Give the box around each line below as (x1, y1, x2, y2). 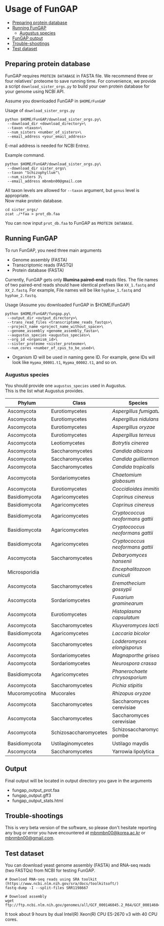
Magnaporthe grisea (112, 652, 160, 659)
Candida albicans (112, 447, 153, 454)
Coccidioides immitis (112, 485, 160, 492)
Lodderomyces (112, 638, 147, 644)
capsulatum (112, 614, 140, 620)
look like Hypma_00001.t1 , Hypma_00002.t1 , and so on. (12, 359, 118, 365)
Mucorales (51, 689, 76, 696)
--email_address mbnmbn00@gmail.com (7, 179, 82, 184)
